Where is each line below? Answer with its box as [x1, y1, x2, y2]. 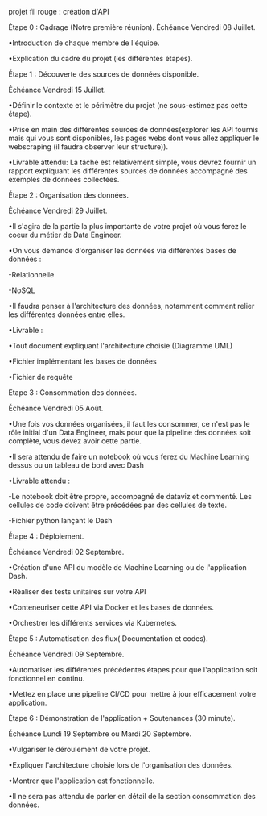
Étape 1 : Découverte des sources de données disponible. [8, 69, 199, 79]
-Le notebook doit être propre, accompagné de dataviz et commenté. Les [8, 492, 252, 501]
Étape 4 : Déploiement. [8, 531, 84, 541]
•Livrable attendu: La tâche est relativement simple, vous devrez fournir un [8, 157, 257, 167]
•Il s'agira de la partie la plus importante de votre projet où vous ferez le [8, 222, 247, 231]
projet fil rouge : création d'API [8, 7, 110, 16]
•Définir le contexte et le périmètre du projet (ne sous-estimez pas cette [8, 101, 248, 110]
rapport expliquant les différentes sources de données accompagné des [8, 166, 248, 176]
